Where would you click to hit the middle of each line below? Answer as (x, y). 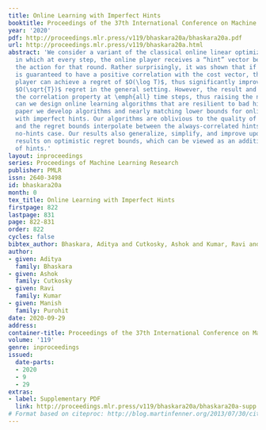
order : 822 (26, 230)
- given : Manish (35, 303)
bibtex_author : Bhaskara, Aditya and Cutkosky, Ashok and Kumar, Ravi (127, 244)
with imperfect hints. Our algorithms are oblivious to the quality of (136, 119)
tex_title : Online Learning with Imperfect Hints (92, 200)
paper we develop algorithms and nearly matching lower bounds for (129, 112)
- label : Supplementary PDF (55, 399)
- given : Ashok (33, 274)
